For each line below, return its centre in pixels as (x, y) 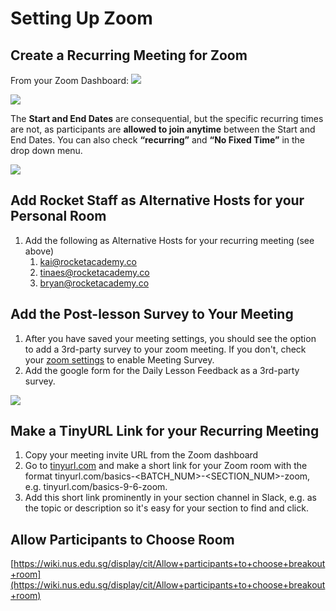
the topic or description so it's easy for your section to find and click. (166, 508)
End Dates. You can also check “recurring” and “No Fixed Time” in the (158, 140)
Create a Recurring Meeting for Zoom (129, 55)
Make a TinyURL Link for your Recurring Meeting (165, 431)
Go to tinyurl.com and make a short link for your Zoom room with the (166, 466)
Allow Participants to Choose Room (122, 539)
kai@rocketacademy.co (88, 261)
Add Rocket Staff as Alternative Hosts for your (157, 200)
